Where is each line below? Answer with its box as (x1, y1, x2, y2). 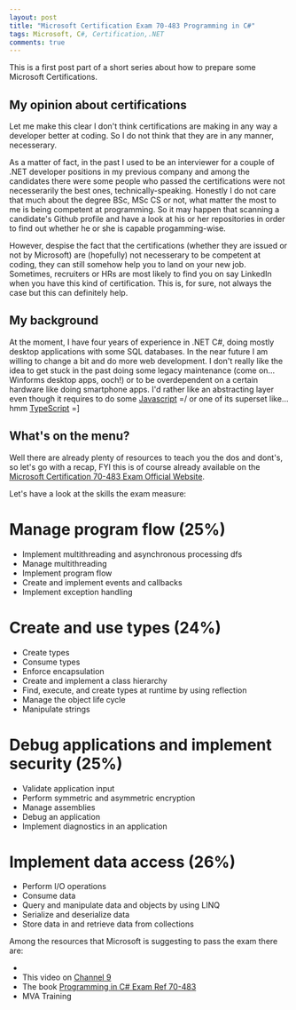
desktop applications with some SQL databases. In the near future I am (9, 346, 269, 356)
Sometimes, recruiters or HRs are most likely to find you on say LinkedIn (9, 268, 272, 280)
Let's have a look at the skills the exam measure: (9, 488, 187, 498)
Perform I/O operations (21, 881, 106, 892)
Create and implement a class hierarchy (21, 675, 168, 686)
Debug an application (21, 811, 100, 822)
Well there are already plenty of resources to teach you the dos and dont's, (9, 452, 284, 463)
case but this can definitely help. (9, 288, 129, 298)
